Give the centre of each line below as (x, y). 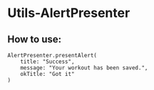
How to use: (35, 39)
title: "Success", (47, 62)
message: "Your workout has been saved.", (84, 68)
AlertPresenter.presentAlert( (52, 55)
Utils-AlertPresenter (69, 13)
